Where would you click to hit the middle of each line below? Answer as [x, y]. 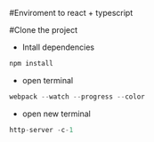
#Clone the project [44, 30]
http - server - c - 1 [41, 130]
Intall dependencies [58, 47]
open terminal [48, 80]
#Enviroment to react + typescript [71, 13]
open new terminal [56, 114]
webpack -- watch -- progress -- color [77, 97]
